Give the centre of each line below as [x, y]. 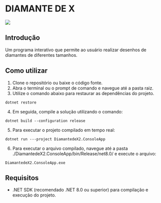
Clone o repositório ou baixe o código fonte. [57, 83]
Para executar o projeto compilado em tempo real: [64, 130]
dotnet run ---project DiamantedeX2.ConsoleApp [55, 139]
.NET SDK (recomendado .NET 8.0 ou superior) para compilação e [80, 190]
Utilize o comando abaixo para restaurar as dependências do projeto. [83, 93]
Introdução [23, 38]
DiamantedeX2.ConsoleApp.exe [35, 163]
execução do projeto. [34, 195]
